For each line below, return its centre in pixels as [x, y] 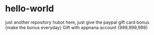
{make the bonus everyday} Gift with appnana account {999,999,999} [77, 27]
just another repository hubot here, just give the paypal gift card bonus [77, 22]
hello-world [30, 9]
